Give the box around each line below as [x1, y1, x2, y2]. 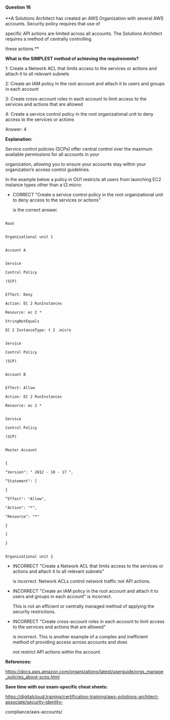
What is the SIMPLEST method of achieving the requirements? [5, 56, 139, 62]
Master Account [5, 448, 37, 453]
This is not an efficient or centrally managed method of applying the [12, 603, 154, 609]
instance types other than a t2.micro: [5, 182, 82, 188]
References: [5, 659, 32, 665]
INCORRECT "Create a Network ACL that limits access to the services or [12, 563, 163, 569]
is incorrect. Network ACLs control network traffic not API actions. [12, 578, 151, 585]
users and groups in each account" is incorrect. [12, 594, 112, 600]
